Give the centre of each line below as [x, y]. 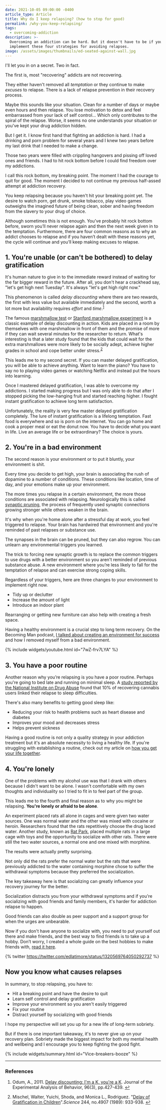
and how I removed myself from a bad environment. [58, 640]
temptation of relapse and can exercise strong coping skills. [66, 570]
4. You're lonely [30, 769]
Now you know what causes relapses [63, 972]
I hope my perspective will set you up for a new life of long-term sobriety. [80, 1024]
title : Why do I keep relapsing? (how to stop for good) [65, 19]
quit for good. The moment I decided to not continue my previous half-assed [83, 181]
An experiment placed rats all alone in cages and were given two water [77, 816]
